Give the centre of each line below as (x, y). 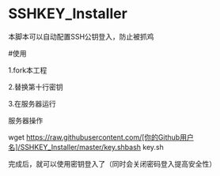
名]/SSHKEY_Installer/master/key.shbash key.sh (86, 147)
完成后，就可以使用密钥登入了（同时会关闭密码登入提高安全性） (112, 163)
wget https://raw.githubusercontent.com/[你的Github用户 (101, 137)
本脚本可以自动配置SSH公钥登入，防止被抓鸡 (81, 36)
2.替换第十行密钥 (36, 87)
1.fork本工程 (28, 70)
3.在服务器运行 (32, 103)
